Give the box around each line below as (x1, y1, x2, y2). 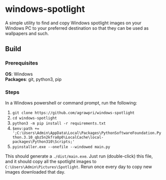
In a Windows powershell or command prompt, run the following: (5, 100, 137, 106)
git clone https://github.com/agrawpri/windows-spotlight (12, 110, 135, 115)
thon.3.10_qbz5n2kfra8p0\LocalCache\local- (12, 135, 104, 140)
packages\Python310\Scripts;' (12, 139, 75, 144)
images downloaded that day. (5, 169, 65, 175)
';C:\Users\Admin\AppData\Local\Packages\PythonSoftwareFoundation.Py (12, 130, 162, 135)
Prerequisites (5, 60, 38, 66)
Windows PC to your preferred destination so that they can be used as (5, 25, 149, 31)
